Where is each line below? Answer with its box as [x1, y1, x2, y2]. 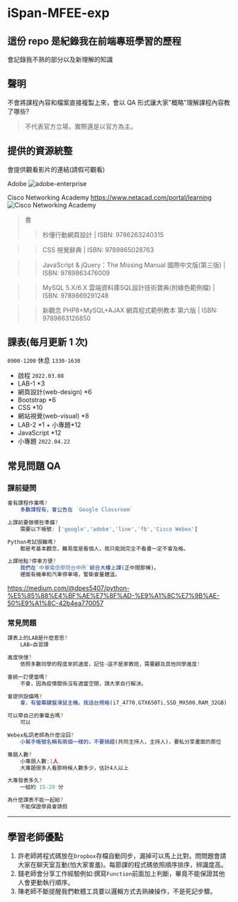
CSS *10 [17, 403, 43, 412]
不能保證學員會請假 [20, 803, 68, 810]
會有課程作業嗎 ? [7, 499, 48, 507]
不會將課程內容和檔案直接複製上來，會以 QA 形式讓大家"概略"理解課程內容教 [7, 98, 230, 107]
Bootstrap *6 [17, 396, 57, 404]
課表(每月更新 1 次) [7, 336, 89, 349]
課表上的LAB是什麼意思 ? [7, 634, 68, 642]
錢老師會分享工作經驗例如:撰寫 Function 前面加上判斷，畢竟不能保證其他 [17, 869, 225, 878]
